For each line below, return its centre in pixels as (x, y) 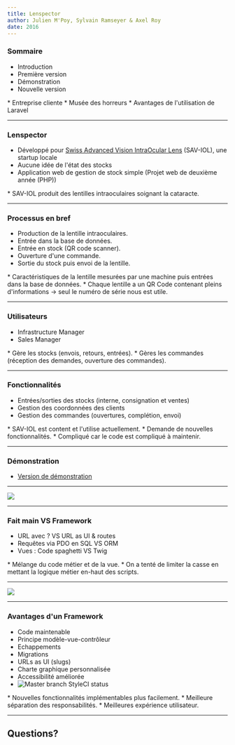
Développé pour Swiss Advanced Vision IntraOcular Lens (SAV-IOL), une (122, 150)
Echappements (39, 647)
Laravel (18, 110)
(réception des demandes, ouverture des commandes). (87, 360)
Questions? (33, 734)
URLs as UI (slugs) (44, 662)
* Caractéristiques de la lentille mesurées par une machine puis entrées (110, 277)
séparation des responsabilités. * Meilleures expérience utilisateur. (103, 705)
